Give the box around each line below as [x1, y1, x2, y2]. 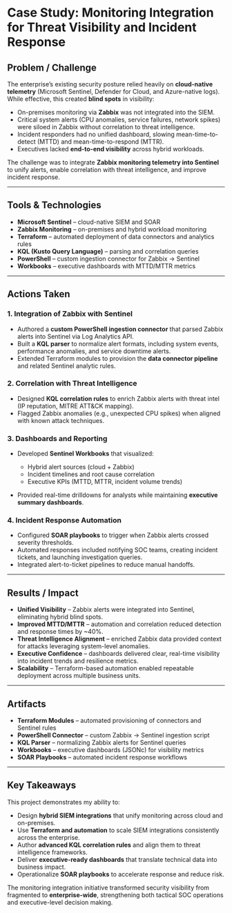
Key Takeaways [7, 780, 77, 791]
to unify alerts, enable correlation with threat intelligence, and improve [7, 166, 207, 173]
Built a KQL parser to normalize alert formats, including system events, [17, 339, 219, 348]
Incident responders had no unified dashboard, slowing [17, 130, 175, 138]
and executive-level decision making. [7, 898, 113, 906]
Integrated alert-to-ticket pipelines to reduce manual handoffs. [17, 561, 195, 569]
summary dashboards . [17, 498, 84, 507]
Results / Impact [7, 587, 79, 599]
